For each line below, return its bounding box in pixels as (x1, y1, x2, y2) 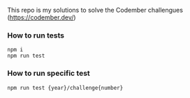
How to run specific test (7, 69, 91, 79)
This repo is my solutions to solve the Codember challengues (7, 6, 184, 14)
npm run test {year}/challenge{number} (7, 84, 124, 91)
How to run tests (7, 31, 65, 40)
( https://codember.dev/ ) (7, 13, 76, 22)
